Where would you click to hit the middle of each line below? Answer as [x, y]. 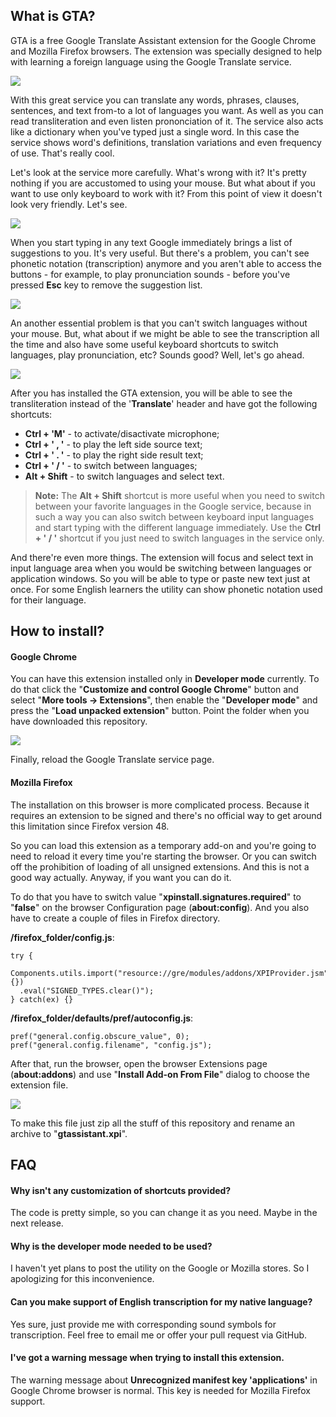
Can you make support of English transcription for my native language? [161, 1302]
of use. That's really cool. [62, 153]
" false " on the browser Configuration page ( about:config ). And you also [160, 907]
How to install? [57, 631]
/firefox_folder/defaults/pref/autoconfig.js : [102, 1018]
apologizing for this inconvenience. [82, 1279]
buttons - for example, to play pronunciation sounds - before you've [150, 274]
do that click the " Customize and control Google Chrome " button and [154, 690]
